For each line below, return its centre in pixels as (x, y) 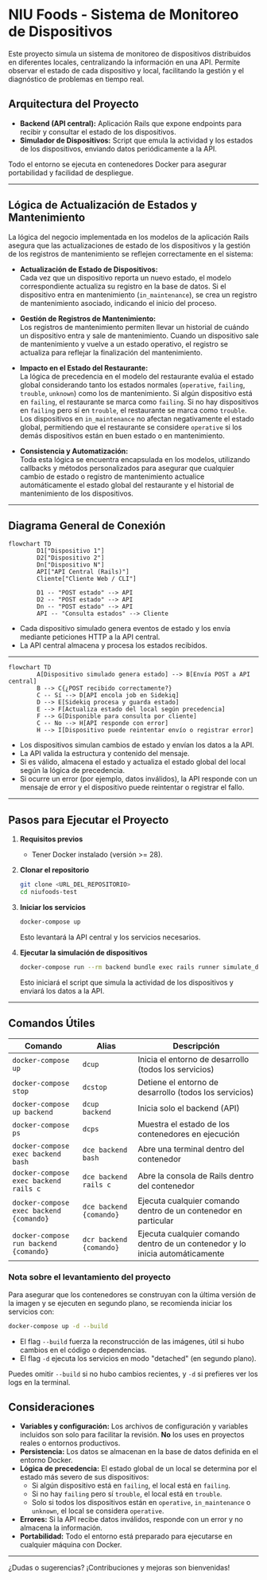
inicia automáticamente (181, 1253)
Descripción (196, 1045)
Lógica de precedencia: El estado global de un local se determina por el (138, 1468)
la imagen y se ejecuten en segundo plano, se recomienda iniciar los (120, 1303)
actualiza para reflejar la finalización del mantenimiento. (111, 352)
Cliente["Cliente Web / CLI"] (87, 579)
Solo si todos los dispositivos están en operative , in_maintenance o (141, 1503)
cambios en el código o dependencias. (83, 1350)
